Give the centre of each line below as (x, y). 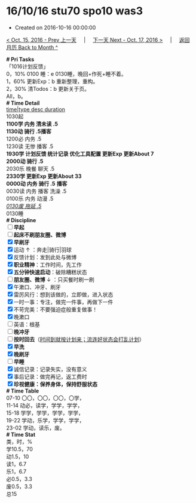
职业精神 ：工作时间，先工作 (48, 265)
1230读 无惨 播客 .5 (30, 146)
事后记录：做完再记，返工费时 (50, 376)
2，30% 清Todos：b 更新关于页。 (48, 88)
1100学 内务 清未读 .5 (32, 124)
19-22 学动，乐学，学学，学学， (45, 420)
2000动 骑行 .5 (25, 161)
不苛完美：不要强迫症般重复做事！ (56, 309)
